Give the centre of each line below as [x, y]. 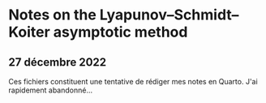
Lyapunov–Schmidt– [169, 15]
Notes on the [53, 15]
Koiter [29, 32]
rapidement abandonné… [51, 90]
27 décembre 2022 [58, 62]
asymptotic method [120, 32]
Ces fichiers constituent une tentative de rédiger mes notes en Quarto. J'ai [133, 82]
